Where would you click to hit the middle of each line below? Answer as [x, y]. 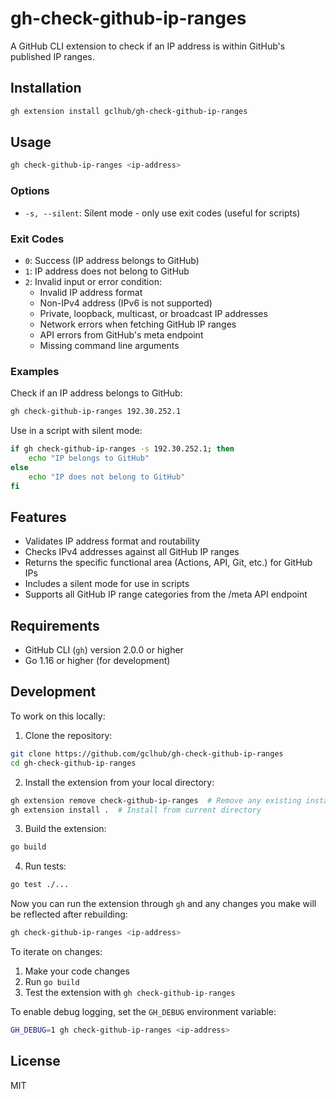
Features [38, 517]
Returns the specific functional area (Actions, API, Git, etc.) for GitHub [168, 563]
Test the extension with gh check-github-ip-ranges [130, 993]
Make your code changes [77, 971]
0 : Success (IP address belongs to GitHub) [112, 260]
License [35, 1061]
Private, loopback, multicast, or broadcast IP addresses [153, 313]
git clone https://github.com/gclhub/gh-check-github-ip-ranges [147, 753]
